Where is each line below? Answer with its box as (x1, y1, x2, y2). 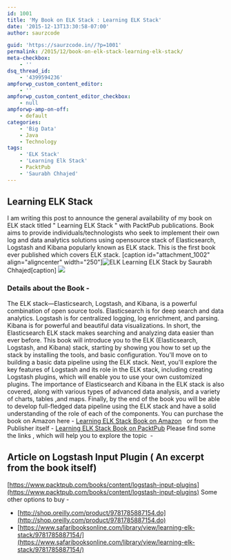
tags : (7, 144, 23, 152)
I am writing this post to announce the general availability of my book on (7, 214, 212, 222)
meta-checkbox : (7, 55, 51, 62)
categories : (7, 119, 41, 126)
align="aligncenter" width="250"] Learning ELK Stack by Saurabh (7, 258, 212, 267)
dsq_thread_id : (7, 67, 51, 75)
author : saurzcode (7, 29, 60, 37)
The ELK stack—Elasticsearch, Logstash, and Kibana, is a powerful (7, 299, 198, 307)
